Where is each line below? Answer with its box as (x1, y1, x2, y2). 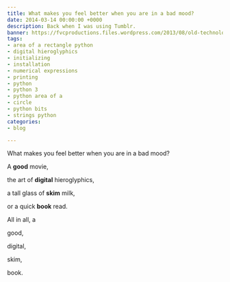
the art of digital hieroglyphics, (7, 176, 94, 184)
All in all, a (7, 216, 36, 224)
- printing (7, 73, 38, 81)
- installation (7, 61, 51, 68)
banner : (7, 29, 29, 36)
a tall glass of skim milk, (7, 189, 75, 197)
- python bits (7, 105, 48, 112)
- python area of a (7, 93, 63, 100)
